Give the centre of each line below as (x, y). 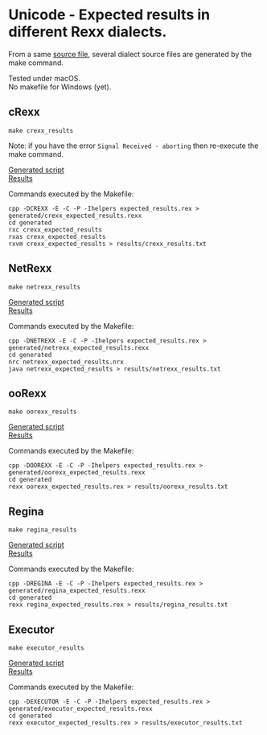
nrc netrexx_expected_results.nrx (66, 362)
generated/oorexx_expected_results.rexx (77, 473)
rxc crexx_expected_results (55, 230)
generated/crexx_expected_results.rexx (75, 216)
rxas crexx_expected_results (57, 236)
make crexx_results (41, 130)
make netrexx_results (45, 287)
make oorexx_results (43, 412)
